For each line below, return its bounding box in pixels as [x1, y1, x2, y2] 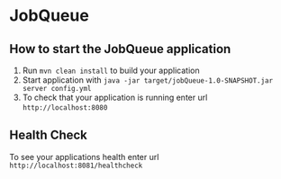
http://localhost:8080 [22, 103, 108, 112]
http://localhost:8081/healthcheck [9, 161, 143, 170]
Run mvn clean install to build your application [22, 65, 200, 76]
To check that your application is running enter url [22, 92, 208, 103]
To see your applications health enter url [9, 151, 159, 162]
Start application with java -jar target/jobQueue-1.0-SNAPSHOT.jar [22, 75, 273, 85]
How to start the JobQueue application [9, 41, 231, 57]
